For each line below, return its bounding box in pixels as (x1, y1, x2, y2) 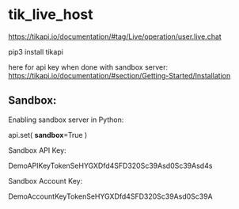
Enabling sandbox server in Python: (8, 115, 124, 124)
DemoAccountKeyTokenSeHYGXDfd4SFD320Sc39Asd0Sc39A (8, 192, 213, 201)
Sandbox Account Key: (8, 176, 83, 185)
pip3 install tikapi (8, 47, 63, 56)
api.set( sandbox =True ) (8, 130, 88, 139)
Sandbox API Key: (8, 145, 66, 155)
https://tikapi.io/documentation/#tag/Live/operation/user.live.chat (8, 32, 222, 41)
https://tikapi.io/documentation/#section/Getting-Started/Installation (8, 70, 231, 80)
